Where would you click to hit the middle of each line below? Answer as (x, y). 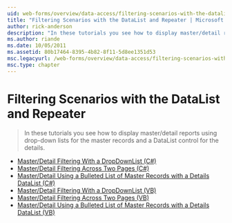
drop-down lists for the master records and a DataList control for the (121, 140)
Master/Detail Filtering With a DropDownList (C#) (87, 161)
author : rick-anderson (40, 26)
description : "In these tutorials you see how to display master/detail (114, 33)
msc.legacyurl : (29, 59)
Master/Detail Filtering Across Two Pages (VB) (83, 197)
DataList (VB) (36, 212)
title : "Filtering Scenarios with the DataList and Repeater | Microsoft (116, 20)
